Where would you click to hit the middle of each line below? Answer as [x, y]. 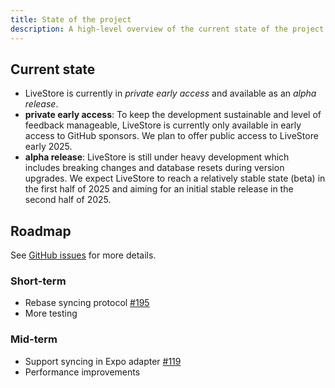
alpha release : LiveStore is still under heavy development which [157, 157]
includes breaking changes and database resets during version [154, 168]
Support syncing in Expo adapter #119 [103, 361]
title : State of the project [71, 19]
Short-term [38, 281]
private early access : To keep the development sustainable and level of [173, 115]
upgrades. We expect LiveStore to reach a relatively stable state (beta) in [175, 178]
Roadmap [41, 231]
